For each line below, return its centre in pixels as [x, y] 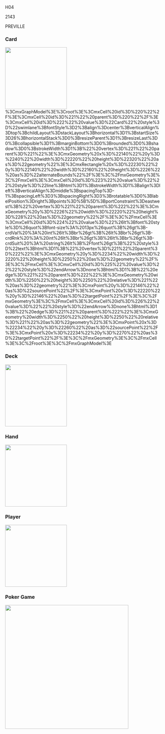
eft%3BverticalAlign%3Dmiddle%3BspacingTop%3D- [60, 191]
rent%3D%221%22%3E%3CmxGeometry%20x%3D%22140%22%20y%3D [82, 154]
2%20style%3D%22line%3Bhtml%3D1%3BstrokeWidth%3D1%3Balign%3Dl [83, 186]
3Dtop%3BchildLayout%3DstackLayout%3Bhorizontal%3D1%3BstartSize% [82, 133]
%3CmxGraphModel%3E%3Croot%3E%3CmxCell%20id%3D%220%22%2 [82, 112]
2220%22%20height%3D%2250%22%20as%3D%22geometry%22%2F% [82, 259]
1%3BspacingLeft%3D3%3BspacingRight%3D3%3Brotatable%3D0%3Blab [82, 196]
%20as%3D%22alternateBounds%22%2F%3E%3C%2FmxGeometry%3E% [82, 175]
